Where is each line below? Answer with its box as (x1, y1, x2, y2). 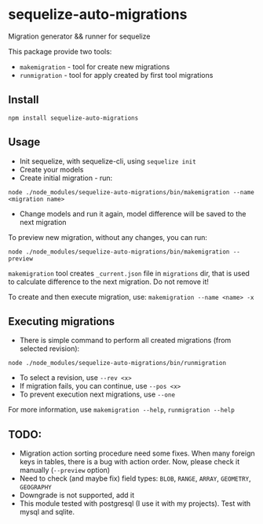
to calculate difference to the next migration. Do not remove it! (8, 277, 210, 286)
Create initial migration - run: (19, 173, 113, 183)
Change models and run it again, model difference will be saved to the (19, 208, 247, 218)
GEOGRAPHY (19, 484, 53, 492)
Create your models (19, 164, 84, 174)
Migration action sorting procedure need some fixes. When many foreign (19, 448, 255, 458)
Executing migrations (8, 315, 115, 328)
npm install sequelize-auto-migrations (8, 114, 139, 122)
